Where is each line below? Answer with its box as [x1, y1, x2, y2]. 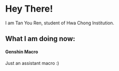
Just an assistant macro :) [5, 60, 59, 66]
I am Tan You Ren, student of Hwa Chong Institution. [5, 20, 114, 26]
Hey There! [5, 3, 53, 15]
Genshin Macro [5, 49, 38, 55]
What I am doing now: [5, 34, 75, 43]
